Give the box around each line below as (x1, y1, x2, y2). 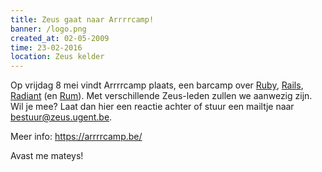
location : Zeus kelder (10, 52, 105, 62)
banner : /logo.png (10, 24, 87, 34)
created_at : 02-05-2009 (10, 33, 110, 43)
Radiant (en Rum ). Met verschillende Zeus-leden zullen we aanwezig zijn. (10, 90, 313, 102)
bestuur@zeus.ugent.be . (10, 111, 113, 123)
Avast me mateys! (10, 150, 84, 162)
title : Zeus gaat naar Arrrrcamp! (10, 14, 155, 25)
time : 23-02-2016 (10, 42, 83, 53)
